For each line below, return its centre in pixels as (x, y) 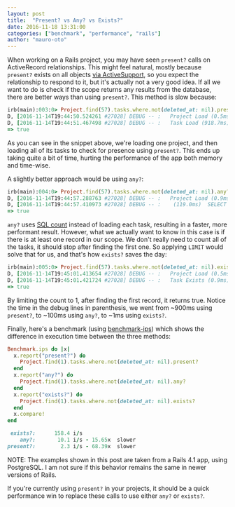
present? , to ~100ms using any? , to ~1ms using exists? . (87, 315)
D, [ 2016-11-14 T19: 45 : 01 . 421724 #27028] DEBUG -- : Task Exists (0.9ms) (119, 280)
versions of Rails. (32, 475)
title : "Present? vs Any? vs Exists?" (65, 20)
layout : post (26, 14)
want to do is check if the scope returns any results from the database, (109, 90)
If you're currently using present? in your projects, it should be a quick (108, 488)
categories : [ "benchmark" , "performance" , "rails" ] (84, 33)
